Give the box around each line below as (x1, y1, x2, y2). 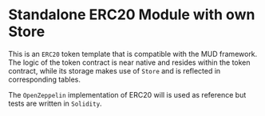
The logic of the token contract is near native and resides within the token (8, 58, 251, 67)
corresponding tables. (8, 74, 81, 84)
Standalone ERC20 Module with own (8, 6, 255, 24)
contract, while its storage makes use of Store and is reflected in (8, 66, 221, 75)
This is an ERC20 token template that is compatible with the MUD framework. (8, 49, 258, 58)
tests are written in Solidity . (8, 98, 102, 108)
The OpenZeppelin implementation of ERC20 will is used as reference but (8, 90, 247, 99)
